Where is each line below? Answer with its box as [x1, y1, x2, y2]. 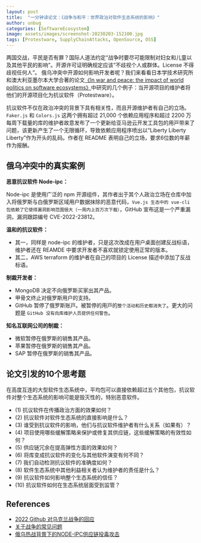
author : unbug [6, 20, 42, 26]
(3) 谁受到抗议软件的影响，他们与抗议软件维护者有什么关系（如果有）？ [14, 421, 191, 428]
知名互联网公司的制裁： [6, 322, 64, 329]
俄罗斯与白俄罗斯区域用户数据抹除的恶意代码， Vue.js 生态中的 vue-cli [16, 198, 190, 205]
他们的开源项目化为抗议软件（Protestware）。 [6, 91, 118, 98]
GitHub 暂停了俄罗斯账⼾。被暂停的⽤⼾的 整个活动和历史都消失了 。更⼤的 [14, 301, 188, 309]
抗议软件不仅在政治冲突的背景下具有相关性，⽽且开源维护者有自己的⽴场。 [6, 104, 190, 111]
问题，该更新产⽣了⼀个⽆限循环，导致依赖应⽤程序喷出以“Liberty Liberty [6, 127, 187, 134]
